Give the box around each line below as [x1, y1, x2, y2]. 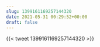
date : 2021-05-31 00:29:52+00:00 [6, 14, 88, 20]
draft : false [6, 19, 38, 25]
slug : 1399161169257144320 [6, 8, 72, 15]
